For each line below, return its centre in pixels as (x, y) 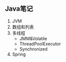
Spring (19, 54)
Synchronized (33, 49)
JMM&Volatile (33, 38)
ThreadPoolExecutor (40, 44)
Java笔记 (19, 9)
